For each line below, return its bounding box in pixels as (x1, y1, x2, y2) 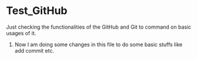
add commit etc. (14, 47, 55, 54)
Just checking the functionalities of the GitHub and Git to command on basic (6, 23, 192, 30)
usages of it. (6, 29, 36, 36)
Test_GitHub (6, 4, 68, 18)
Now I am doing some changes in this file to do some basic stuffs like (14, 41, 183, 48)
